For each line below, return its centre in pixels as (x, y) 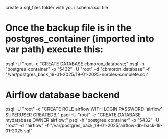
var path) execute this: (54, 50)
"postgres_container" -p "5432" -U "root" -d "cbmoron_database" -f (77, 69)
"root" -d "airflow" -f (27, 125)
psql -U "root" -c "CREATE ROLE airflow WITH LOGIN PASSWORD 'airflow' (84, 109)
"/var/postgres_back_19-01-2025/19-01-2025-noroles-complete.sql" (77, 74)
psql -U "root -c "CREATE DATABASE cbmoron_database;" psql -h (75, 64)
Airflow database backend (63, 95)
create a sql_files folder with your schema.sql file (57, 7)
